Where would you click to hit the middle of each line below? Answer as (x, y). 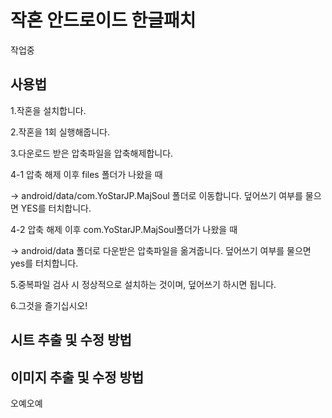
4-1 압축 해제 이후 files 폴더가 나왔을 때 (86, 174)
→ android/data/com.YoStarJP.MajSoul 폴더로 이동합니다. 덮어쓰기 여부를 (156, 195)
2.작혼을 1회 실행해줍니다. (60, 132)
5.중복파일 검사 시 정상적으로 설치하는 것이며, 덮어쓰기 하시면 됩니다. (143, 284)
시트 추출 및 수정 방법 (71, 340)
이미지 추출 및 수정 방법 (77, 377)
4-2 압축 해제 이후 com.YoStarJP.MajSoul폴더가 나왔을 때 (124, 229)
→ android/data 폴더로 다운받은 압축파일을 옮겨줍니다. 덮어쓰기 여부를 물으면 (161, 250)
